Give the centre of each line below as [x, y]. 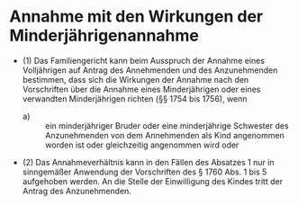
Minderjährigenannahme [104, 36]
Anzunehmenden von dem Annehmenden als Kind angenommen [165, 135]
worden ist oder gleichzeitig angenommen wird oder [142, 145]
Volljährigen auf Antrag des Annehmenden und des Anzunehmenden [150, 70]
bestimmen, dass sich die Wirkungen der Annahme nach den [135, 79]
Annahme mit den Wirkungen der [136, 17]
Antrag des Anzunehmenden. [77, 191]
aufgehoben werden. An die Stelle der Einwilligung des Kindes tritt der [153, 181]
